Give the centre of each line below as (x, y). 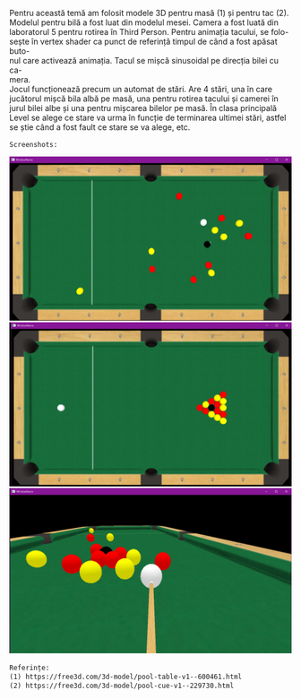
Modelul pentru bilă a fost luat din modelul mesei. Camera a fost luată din (144, 22)
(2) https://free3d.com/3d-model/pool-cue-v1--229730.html (122, 686)
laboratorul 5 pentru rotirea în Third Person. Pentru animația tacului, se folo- (149, 32)
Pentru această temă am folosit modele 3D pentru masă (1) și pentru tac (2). (149, 13)
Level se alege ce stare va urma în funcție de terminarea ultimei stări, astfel (148, 117)
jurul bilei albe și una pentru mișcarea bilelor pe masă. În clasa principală (143, 108)
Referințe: (30, 668)
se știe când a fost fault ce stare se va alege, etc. (100, 127)
